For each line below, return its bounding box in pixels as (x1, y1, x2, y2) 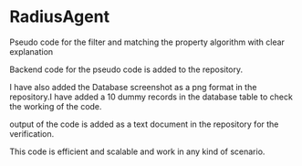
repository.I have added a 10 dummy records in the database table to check (9, 91, 294, 102)
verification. (9, 128, 55, 139)
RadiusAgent (9, 6, 110, 27)
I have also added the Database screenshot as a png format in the (9, 81, 257, 92)
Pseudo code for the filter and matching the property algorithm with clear (9, 36, 286, 47)
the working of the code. (9, 100, 102, 111)
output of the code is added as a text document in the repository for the (9, 119, 279, 130)
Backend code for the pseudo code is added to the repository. (9, 64, 244, 75)
